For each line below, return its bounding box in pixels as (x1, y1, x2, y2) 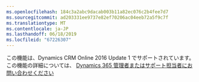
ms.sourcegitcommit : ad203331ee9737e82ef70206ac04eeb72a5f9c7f (6, 14, 169, 20)
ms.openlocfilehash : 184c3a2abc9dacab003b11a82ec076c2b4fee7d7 (6, 8, 169, 15)
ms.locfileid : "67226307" (6, 37, 71, 43)
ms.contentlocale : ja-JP (6, 25, 69, 32)
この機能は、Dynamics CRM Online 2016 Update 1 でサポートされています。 (6, 54, 195, 61)
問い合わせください (6, 69, 54, 76)
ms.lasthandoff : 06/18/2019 (6, 31, 77, 37)
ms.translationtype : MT (6, 20, 66, 26)
